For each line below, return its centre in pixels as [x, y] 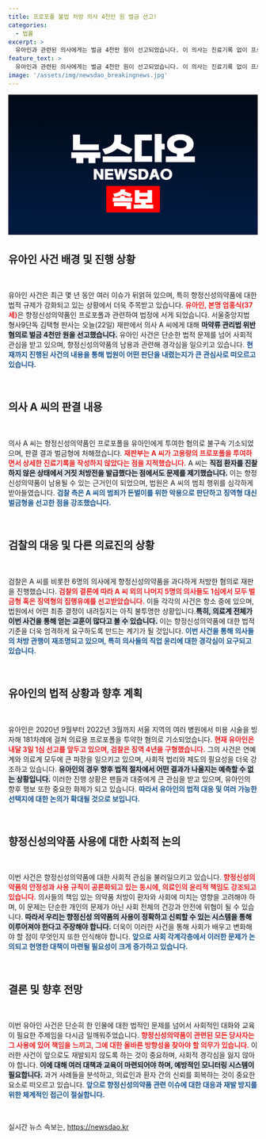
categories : [28, 25]
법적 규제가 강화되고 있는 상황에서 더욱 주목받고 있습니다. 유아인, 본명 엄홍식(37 [131, 305]
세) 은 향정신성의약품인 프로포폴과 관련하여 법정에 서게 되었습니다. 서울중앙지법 [129, 315]
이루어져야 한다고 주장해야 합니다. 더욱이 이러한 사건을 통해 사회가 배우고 [120, 927]
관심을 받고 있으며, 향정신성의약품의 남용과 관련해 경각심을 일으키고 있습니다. [127, 345]
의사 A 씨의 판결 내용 [55, 407]
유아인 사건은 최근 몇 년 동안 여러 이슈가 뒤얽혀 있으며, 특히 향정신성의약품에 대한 [133, 295]
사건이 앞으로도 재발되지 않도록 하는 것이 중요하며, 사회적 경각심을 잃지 [131, 1055]
